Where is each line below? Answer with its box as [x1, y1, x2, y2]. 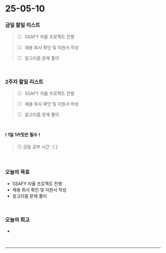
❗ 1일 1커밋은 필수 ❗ [5, 132, 41, 138]
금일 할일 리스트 [5, 22, 41, 29]
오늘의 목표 [5, 169, 30, 176]
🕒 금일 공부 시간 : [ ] [17, 144, 58, 150]
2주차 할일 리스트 [5, 78, 43, 85]
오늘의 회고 [5, 216, 30, 223]
